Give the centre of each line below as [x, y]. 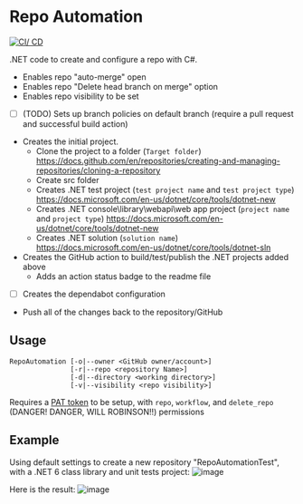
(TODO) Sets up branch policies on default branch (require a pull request [158, 113]
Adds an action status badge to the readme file [123, 276]
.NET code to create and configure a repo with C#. [104, 59]
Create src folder [67, 180]
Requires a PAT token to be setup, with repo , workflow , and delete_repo [142, 402]
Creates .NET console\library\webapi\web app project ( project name [163, 209]
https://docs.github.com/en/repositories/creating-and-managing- [158, 161]
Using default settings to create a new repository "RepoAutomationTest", [145, 462]
